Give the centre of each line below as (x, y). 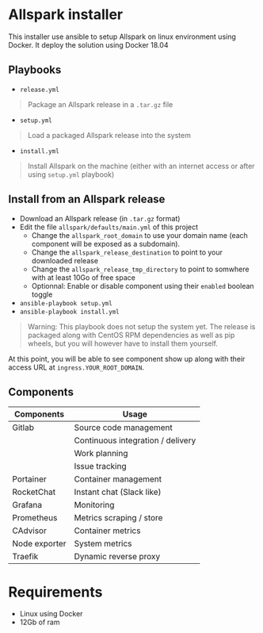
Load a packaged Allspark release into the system (109, 135)
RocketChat (34, 492)
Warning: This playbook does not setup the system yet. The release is (141, 326)
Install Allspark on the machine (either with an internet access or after (141, 166)
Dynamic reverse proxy (117, 557)
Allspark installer (66, 15)
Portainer (29, 479)
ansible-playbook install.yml (70, 312)
